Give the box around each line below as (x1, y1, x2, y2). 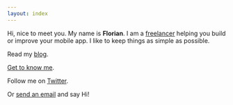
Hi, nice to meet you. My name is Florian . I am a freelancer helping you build (7, 29, 226, 37)
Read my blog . (7, 50, 49, 58)
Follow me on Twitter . (7, 77, 69, 85)
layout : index (7, 10, 49, 17)
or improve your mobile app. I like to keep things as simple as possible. (7, 36, 210, 45)
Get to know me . (7, 63, 54, 71)
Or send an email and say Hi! (7, 90, 90, 98)
